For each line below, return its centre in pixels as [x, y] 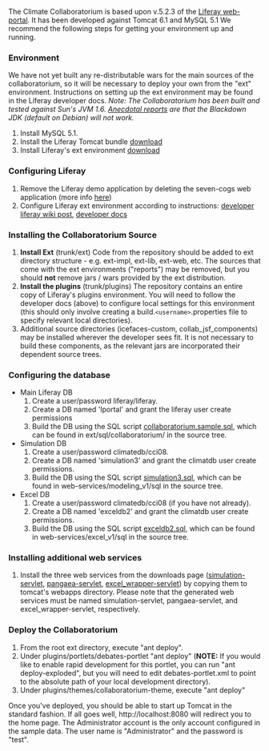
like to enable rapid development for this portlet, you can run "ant [128, 665]
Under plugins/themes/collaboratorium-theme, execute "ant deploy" [132, 690]
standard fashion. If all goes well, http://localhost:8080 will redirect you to [130, 714]
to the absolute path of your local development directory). [115, 681]
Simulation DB [43, 444]
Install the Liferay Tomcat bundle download [91, 142]
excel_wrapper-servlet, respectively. [80, 609]
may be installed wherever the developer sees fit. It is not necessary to [137, 337]
